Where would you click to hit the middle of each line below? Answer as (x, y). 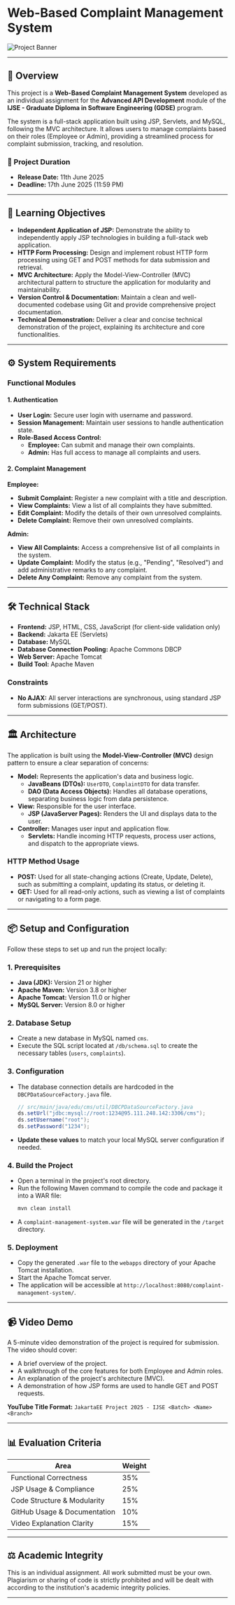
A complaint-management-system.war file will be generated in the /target (121, 1222)
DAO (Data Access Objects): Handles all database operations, (117, 791)
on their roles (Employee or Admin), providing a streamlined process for (111, 136)
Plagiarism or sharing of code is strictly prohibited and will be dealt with (111, 1580)
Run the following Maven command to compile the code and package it (120, 1188)
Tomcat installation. (45, 1270)
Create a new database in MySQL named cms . (83, 1038)
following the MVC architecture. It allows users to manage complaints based (117, 128)
